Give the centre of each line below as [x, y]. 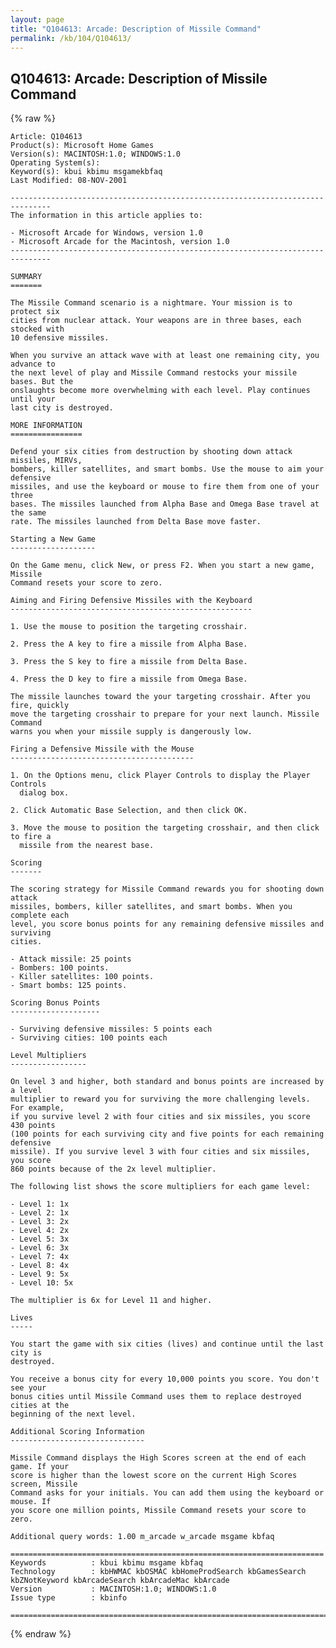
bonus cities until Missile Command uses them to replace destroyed [156, 1397]
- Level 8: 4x [40, 1266]
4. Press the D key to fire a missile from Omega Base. [129, 679]
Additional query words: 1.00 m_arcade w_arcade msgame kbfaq [142, 1537]
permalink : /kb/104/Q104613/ [71, 38]
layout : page [37, 19]
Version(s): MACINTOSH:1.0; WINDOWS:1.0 [96, 154]
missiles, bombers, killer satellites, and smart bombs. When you [151, 907]
